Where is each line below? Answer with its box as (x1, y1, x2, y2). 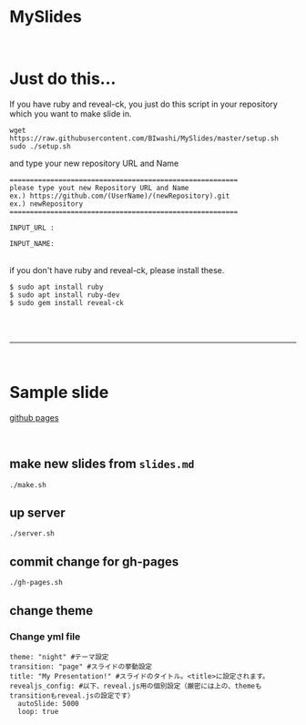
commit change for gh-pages (9, 554, 179, 569)
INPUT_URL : (9, 223, 55, 232)
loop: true (17, 707, 59, 716)
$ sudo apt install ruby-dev (9, 290, 120, 300)
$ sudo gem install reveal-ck (9, 298, 125, 307)
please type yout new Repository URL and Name (9, 183, 189, 192)
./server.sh (9, 529, 55, 538)
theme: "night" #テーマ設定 (9, 652, 109, 661)
